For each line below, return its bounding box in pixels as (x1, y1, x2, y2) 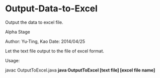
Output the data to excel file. (5, 19, 64, 25)
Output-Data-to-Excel (5, 3, 98, 14)
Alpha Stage (5, 29, 30, 35)
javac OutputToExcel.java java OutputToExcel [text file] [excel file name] (5, 67, 156, 73)
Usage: (5, 57, 20, 63)
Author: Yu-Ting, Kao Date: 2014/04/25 (5, 38, 85, 44)
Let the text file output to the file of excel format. (5, 48, 104, 54)
